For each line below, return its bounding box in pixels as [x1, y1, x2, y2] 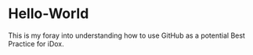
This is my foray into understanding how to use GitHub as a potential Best [8, 31, 245, 40]
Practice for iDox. [8, 38, 64, 48]
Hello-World [8, 5, 89, 23]
